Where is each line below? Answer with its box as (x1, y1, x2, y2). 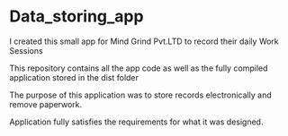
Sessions (9, 45, 43, 55)
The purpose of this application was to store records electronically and (9, 89, 272, 100)
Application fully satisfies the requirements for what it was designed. (9, 116, 264, 127)
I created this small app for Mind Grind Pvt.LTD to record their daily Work (9, 36, 279, 47)
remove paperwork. (9, 98, 83, 109)
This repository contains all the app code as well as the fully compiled (9, 63, 268, 73)
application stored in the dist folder (9, 72, 139, 82)
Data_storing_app (9, 6, 144, 27)
